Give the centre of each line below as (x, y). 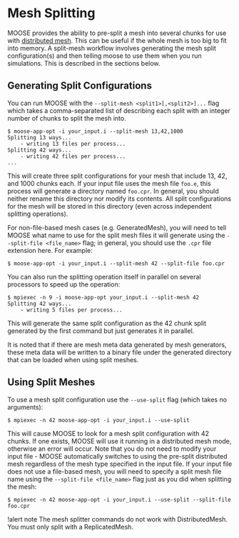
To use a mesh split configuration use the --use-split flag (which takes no (117, 399)
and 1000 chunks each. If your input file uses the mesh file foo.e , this (110, 183)
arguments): (25, 407)
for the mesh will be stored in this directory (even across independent (110, 206)
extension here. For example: (50, 250)
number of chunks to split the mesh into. (67, 118)
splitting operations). (38, 214)
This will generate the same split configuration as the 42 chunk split (107, 323)
